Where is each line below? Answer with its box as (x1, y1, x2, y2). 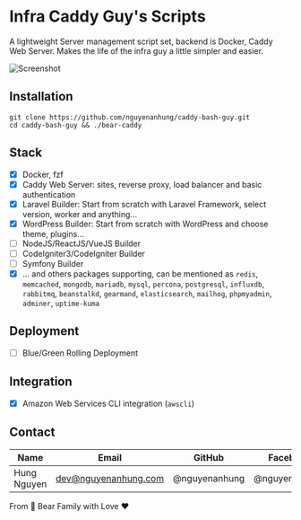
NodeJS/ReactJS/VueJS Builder (21, 238, 142, 249)
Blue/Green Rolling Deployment (21, 348, 139, 358)
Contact (9, 425, 56, 440)
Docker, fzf (21, 169, 64, 180)
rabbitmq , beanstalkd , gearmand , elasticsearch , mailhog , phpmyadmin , (21, 288, 272, 299)
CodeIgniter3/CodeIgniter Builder (21, 248, 146, 259)
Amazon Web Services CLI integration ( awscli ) (21, 398, 195, 409)
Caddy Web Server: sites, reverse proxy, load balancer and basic (21, 179, 262, 189)
